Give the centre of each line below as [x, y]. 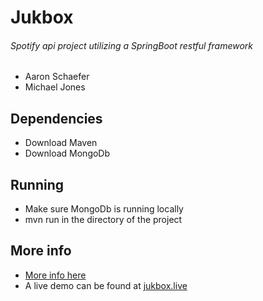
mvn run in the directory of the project [103, 220]
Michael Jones [55, 87]
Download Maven [61, 143]
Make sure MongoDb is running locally [104, 209]
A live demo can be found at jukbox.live [106, 285]
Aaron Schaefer [57, 77]
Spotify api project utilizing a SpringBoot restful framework [132, 45]
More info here [55, 275]
